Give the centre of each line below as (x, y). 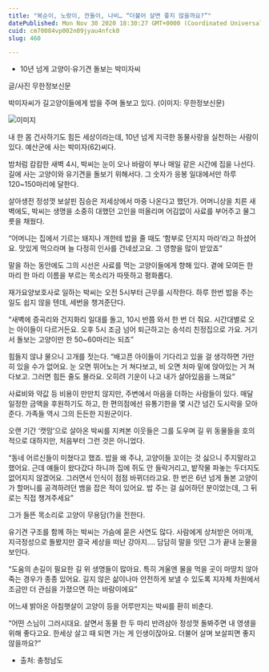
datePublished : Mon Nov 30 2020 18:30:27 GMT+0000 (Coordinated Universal (136, 23)
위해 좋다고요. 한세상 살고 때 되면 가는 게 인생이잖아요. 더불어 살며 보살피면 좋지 (132, 634)
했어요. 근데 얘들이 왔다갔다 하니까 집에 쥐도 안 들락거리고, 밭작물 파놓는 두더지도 (134, 468)
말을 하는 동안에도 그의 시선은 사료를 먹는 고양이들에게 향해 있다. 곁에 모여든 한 (131, 265)
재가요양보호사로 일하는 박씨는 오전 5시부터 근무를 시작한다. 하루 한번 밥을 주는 (131, 293)
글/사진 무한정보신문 (40, 86)
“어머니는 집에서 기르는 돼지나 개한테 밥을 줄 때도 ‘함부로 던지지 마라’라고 (122, 238)
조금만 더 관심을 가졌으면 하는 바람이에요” (73, 589)
